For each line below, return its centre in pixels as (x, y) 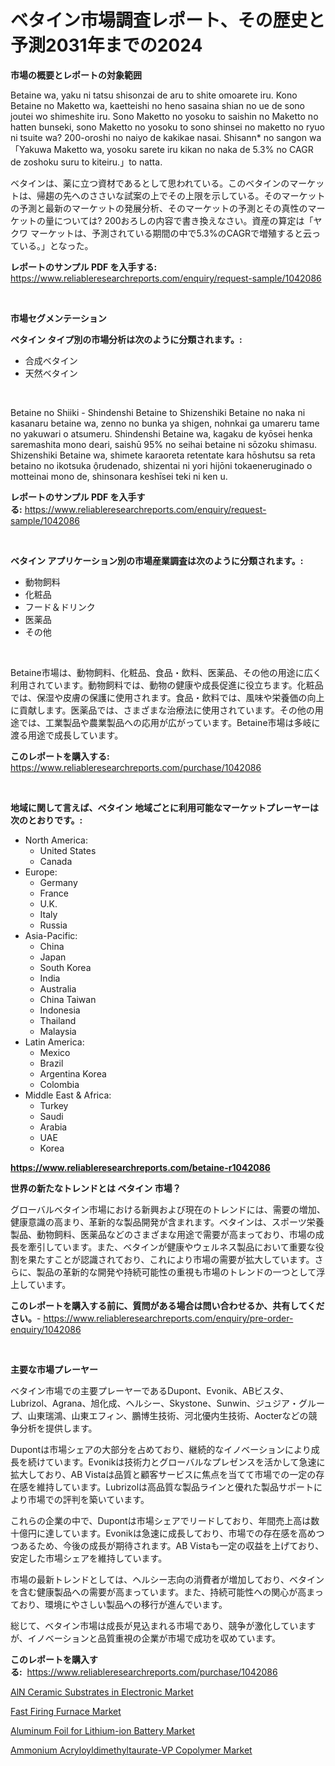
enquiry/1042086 (46, 1329)
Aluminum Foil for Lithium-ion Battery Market (103, 1730)
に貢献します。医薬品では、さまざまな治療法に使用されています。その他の (162, 710)
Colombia (59, 1084)
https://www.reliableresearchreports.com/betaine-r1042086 (140, 1167)
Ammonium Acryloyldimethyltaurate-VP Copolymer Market (131, 1750)
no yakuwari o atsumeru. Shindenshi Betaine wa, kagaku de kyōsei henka (161, 433)
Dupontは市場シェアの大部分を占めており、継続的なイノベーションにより (161, 1449)
